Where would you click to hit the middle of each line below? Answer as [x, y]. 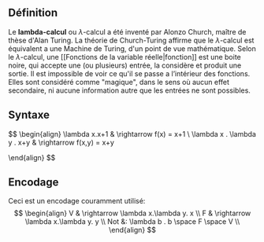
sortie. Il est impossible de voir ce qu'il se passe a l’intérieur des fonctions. [129, 73]
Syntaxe [29, 115]
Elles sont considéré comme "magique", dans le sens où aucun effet [119, 82]
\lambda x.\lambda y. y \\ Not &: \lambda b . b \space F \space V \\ [132, 222]
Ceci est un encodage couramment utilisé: [77, 201]
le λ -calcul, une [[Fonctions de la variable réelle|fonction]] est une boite [125, 57]
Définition [33, 13]
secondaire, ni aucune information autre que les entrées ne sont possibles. [129, 90]
